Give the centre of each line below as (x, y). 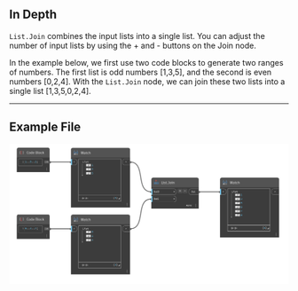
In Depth (33, 15)
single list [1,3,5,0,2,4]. (50, 90)
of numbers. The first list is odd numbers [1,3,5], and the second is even (141, 72)
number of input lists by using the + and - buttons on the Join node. (133, 45)
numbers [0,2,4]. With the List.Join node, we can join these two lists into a (147, 81)
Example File (45, 127)
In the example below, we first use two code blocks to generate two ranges (146, 62)
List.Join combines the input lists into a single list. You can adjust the (137, 35)
